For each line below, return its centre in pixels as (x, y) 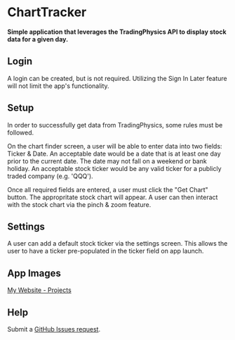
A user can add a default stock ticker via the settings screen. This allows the (117, 244)
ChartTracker (47, 12)
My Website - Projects (39, 290)
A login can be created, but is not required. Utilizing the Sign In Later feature (117, 78)
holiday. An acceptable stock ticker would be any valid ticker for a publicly (115, 168)
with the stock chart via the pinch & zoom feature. (79, 204)
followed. (21, 132)
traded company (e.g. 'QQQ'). (50, 176)
